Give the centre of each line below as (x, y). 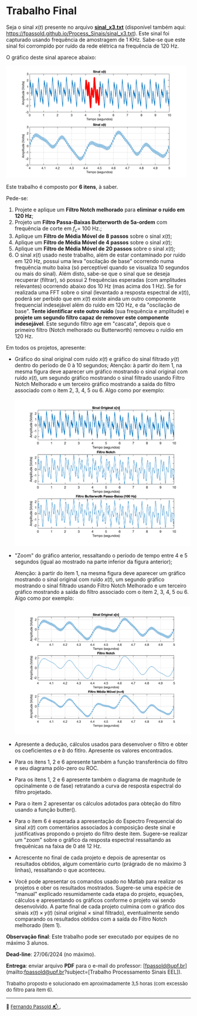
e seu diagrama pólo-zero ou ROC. (57, 768)
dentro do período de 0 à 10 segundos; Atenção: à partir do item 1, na (98, 366)
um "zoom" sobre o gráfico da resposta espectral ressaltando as (93, 839)
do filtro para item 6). (30, 990)
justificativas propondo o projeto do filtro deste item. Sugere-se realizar (101, 834)
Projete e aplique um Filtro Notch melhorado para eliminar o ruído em (100, 210)
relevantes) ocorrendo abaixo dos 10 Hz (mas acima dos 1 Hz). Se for (98, 286)
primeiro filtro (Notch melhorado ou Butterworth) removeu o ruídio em (99, 330)
